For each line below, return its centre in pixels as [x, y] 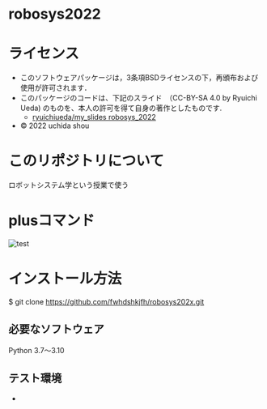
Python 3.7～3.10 [36, 350]
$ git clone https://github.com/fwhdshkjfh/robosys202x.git [106, 301]
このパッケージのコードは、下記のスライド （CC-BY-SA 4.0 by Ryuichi [138, 98]
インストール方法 [65, 279]
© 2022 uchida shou [55, 126]
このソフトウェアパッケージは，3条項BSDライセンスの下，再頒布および [139, 78]
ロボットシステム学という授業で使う [69, 185]
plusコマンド [52, 221]
